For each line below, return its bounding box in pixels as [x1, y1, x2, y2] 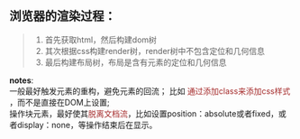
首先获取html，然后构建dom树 [44, 34, 158, 45]
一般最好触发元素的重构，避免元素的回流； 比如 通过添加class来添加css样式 [9, 85, 291, 97]
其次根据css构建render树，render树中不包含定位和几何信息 [44, 45, 266, 56]
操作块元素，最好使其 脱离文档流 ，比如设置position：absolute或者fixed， [9, 107, 279, 119]
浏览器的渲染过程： [9, 8, 116, 24]
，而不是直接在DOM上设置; [9, 97, 110, 107]
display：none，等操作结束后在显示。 [16, 119, 158, 130]
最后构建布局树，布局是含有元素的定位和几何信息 [44, 57, 227, 68]
